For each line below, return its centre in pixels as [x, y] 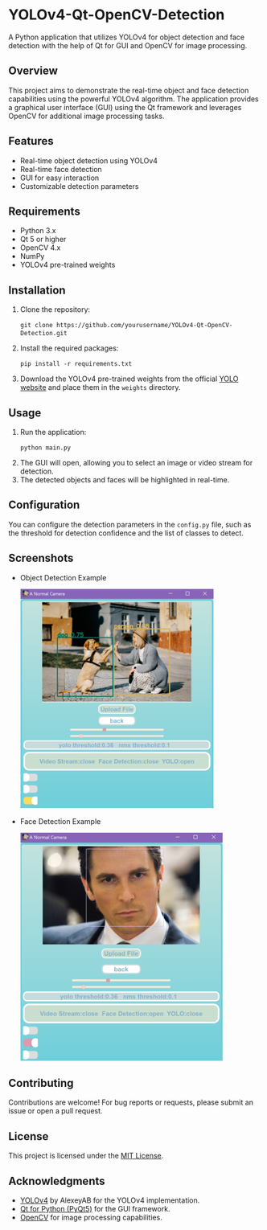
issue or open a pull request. [55, 1111]
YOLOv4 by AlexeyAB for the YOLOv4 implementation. [110, 1200]
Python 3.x [38, 231]
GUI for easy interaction [60, 178]
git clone [37, 326]
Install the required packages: [69, 348]
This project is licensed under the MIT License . [86, 1156]
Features [31, 141]
